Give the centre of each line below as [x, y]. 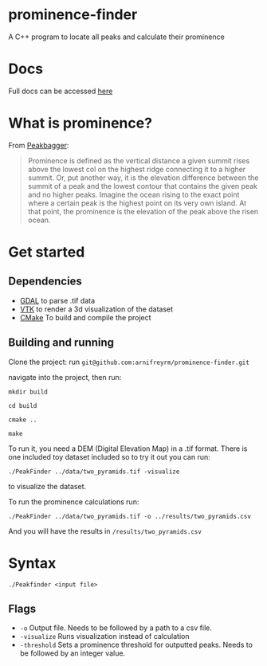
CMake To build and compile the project [85, 317]
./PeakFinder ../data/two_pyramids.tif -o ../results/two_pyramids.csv [130, 516]
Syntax [32, 563]
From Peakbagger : [39, 145]
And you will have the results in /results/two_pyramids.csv [105, 531]
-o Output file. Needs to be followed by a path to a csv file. [116, 628]
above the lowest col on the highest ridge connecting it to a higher [137, 169]
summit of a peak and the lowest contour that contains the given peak [142, 186]
